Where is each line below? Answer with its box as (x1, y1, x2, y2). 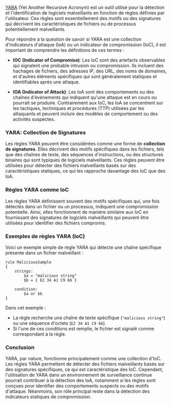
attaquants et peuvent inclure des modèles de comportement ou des (12, 111, 158, 117)
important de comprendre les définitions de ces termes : (5, 47, 125, 53)
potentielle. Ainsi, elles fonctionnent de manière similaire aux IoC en (5, 209, 149, 215)
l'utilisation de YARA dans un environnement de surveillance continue (5, 372, 152, 378)
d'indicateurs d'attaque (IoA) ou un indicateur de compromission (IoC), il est (5, 42, 166, 48)
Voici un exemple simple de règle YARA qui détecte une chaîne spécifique (5, 244, 162, 250)
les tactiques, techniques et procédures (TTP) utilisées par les (12, 105, 145, 111)
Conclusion (5, 344, 35, 351)
